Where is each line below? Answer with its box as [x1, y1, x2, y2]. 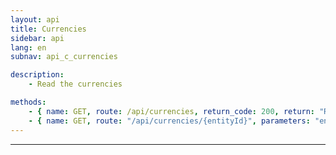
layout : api [10, 14, 60, 25]
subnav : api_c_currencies [10, 52, 118, 62]
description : [10, 70, 65, 80]
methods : [10, 97, 47, 107]
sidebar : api [10, 33, 65, 43]
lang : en [10, 42, 47, 53]
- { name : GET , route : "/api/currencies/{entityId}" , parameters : [28, 116, 311, 126]
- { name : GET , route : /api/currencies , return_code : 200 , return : [28, 106, 316, 116]
